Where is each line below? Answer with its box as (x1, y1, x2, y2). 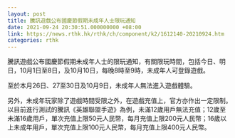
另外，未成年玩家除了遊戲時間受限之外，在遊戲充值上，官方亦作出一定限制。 (7, 97, 232, 105)
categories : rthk (7, 37, 59, 44)
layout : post (7, 10, 46, 18)
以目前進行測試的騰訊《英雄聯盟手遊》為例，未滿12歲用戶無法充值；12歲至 (7, 105, 226, 114)
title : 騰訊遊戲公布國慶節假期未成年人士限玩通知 (7, 17, 136, 24)
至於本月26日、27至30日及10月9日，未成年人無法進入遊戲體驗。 (7, 81, 197, 90)
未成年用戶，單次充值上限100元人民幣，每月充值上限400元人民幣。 (13, 123, 211, 132)
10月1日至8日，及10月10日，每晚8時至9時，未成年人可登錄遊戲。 (19, 66, 210, 75)
